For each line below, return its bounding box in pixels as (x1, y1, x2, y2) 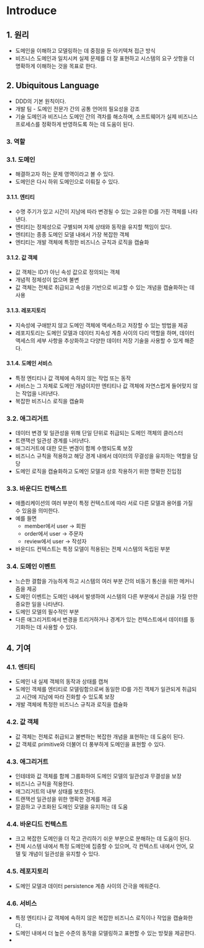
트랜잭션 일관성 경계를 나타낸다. (15, 437, 90, 444)
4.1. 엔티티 (6, 663, 35, 672)
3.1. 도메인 (6, 155, 35, 164)
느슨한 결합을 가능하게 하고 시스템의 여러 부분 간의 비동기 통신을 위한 (15, 577, 178, 585)
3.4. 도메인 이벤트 (6, 562, 56, 571)
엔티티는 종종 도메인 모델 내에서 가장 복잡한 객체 (15, 231, 129, 238)
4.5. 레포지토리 (6, 867, 49, 876)
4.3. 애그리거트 (6, 757, 49, 766)
